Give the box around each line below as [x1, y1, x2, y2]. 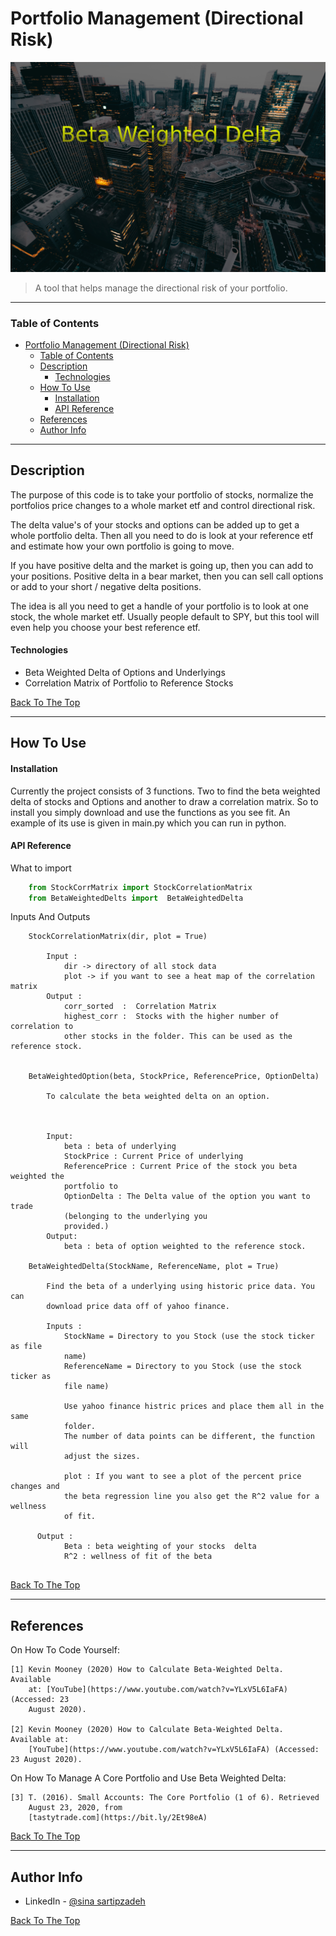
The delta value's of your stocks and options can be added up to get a [10, 518, 300, 531]
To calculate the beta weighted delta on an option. [46, 1092, 271, 1102]
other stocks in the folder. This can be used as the [63, 1032, 293, 1042]
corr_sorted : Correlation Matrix [63, 1002, 217, 1012]
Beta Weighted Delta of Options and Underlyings [24, 666, 226, 678]
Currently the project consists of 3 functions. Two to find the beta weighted [10, 785, 321, 797]
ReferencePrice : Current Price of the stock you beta [63, 1162, 298, 1172]
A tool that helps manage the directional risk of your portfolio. [34, 282, 288, 294]
